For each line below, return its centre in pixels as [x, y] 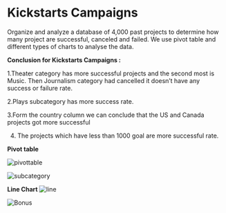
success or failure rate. [40, 88]
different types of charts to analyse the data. [70, 46]
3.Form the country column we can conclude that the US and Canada [106, 115]
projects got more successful [49, 122]
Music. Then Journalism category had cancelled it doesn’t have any [104, 80]
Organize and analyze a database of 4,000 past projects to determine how [113, 32]
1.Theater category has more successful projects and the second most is [111, 73]
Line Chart [22, 189]
